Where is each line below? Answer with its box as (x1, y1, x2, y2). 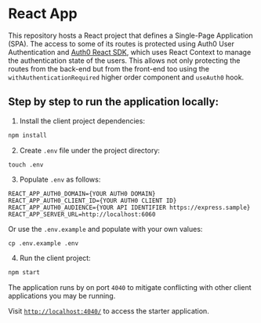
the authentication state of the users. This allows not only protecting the (8, 56, 241, 65)
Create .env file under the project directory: (19, 145, 161, 155)
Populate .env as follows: (19, 174, 101, 184)
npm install (8, 131, 47, 139)
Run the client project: (19, 253, 92, 262)
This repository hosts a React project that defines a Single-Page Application (8, 31, 253, 40)
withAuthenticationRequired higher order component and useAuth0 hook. (8, 72, 245, 82)
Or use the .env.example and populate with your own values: (8, 224, 203, 233)
